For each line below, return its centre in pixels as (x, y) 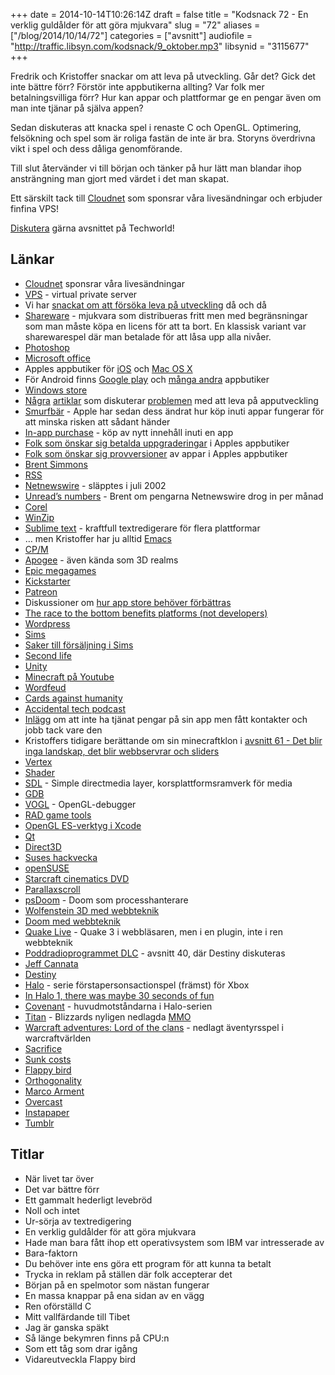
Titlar (27, 1154)
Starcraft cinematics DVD (77, 878)
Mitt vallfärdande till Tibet (77, 1316)
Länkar (32, 259)
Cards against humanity (73, 698)
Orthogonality (53, 1080)
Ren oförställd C (58, 1306)
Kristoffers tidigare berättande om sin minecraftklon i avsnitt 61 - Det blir (173, 740)
